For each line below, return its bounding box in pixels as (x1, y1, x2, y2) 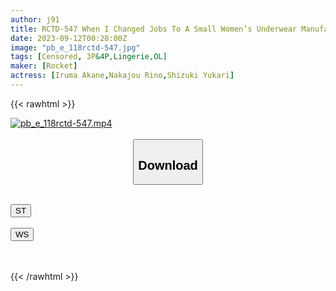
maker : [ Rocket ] (10, 61, 78, 71)
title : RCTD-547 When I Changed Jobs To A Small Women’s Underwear (10, 24, 298, 34)
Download (138, 157, 198, 173)
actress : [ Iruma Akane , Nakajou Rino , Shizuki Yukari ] (10, 71, 235, 81)
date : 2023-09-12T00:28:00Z (10, 33, 128, 43)
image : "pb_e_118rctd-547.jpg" (10, 42, 141, 53)
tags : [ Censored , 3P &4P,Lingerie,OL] (10, 52, 168, 62)
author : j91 (10, 14, 60, 25)
